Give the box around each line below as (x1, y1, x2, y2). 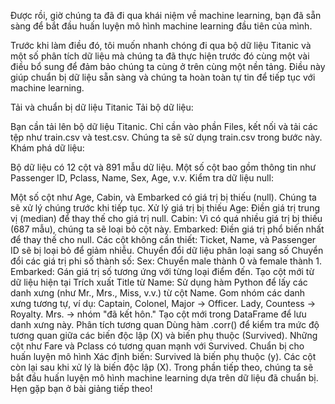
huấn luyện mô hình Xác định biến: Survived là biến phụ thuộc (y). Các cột (10, 351, 317, 362)
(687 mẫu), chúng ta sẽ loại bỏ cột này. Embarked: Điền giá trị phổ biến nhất (10, 223, 325, 235)
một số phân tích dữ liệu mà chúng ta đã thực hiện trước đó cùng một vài (10, 50, 310, 62)
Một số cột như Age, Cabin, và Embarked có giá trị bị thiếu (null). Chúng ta (10, 191, 317, 203)
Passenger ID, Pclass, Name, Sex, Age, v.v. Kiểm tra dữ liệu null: (10, 172, 274, 184)
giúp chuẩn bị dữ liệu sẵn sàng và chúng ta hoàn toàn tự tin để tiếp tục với (10, 71, 316, 83)
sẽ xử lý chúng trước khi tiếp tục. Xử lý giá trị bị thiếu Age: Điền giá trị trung (10, 202, 321, 214)
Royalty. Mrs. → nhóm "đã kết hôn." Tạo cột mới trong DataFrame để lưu (10, 308, 307, 320)
